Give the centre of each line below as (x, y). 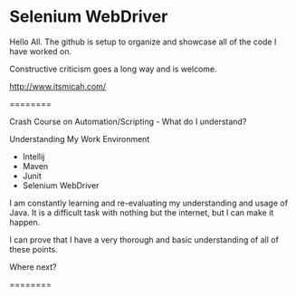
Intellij (33, 157)
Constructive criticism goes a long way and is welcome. (113, 69)
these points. (34, 249)
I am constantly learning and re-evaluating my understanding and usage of (148, 203)
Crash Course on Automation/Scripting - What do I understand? (128, 121)
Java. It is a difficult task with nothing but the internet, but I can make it (142, 212)
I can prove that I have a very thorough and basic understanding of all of (144, 239)
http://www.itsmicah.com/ (58, 86)
